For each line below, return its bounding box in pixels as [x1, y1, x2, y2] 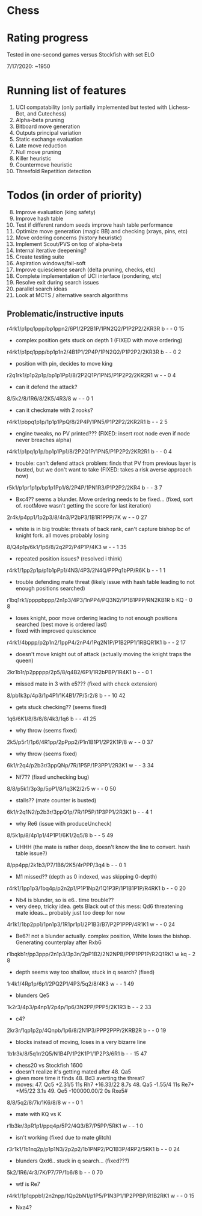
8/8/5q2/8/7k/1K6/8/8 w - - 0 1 [7, 1099, 83, 1106]
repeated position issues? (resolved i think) [15, 554, 123, 562]
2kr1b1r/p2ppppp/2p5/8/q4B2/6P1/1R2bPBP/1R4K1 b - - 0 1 [7, 668, 153, 675]
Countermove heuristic [15, 161, 73, 168]
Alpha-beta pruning [15, 117, 64, 124]
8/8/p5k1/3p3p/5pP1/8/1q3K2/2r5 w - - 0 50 [7, 785, 117, 792]
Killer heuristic [15, 155, 52, 162]
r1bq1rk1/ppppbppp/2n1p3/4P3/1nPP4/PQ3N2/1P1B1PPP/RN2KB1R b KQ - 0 [7, 596, 193, 603]
